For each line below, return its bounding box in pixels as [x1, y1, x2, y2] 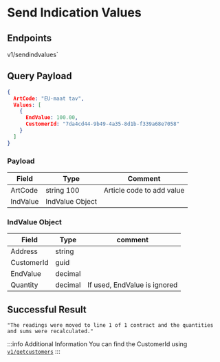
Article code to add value [103, 185, 185, 195]
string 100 [45, 185, 80, 195]
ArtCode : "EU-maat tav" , [13, 95, 85, 102]
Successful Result [7, 304, 87, 315]
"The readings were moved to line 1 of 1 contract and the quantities [7, 322, 214, 329]
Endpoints [7, 32, 52, 44]
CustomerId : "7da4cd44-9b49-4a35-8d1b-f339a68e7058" [25, 120, 180, 128]
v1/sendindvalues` [7, 50, 58, 58]
